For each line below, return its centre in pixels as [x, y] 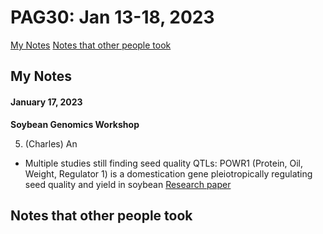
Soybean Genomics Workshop [75, 124]
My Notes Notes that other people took [91, 45]
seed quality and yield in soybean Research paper [128, 184]
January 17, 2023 [46, 102]
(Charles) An [51, 143]
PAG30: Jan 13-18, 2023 [112, 17]
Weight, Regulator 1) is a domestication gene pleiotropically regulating [168, 173]
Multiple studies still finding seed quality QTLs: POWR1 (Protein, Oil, [164, 163]
